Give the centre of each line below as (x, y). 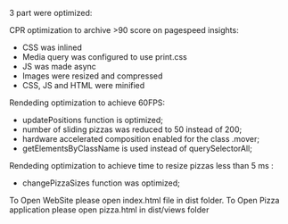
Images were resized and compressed (92, 76)
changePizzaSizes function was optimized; (101, 183)
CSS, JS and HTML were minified (83, 85)
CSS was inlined (52, 47)
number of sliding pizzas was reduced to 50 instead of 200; (132, 129)
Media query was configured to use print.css (104, 57)
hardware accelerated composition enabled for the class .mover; (141, 139)
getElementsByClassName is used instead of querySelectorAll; (137, 148)
